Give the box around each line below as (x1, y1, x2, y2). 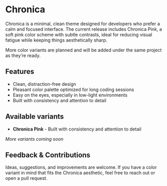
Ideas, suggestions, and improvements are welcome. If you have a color (5, 164, 157, 171)
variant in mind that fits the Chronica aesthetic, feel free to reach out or (5, 170, 155, 176)
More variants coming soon (5, 136, 64, 142)
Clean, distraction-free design (12, 81, 76, 87)
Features (5, 67, 34, 76)
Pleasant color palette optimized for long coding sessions (12, 86, 134, 92)
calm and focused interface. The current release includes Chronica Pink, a (5, 26, 162, 32)
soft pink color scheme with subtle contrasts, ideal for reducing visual (5, 31, 153, 38)
